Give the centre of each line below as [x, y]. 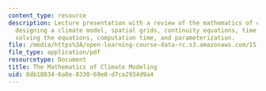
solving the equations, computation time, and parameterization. [125, 38]
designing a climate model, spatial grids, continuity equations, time [136, 30]
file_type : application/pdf [55, 52]
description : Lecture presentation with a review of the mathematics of [131, 23]
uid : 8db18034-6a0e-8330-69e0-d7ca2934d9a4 [81, 74]
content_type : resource [47, 15]
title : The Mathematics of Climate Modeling [83, 67]
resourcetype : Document [47, 60]
